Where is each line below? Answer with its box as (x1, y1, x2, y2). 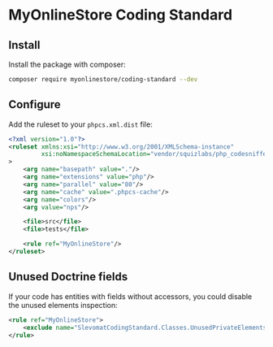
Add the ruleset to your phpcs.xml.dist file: (8, 119, 153, 129)
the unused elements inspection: (8, 300, 118, 310)
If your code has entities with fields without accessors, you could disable (8, 291, 253, 301)
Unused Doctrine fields (8, 270, 128, 284)
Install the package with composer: (8, 59, 126, 69)
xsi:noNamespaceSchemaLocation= (41, 150, 151, 158)
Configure (8, 98, 61, 111)
